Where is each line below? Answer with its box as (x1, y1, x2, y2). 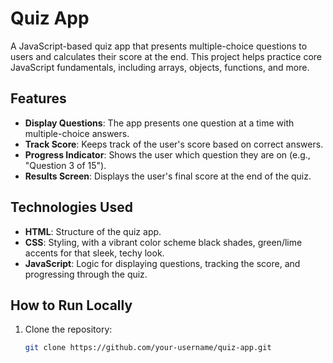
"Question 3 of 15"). (24, 159, 107, 171)
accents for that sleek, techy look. (24, 247, 165, 259)
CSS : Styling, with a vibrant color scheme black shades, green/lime (24, 236, 303, 248)
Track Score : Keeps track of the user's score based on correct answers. (24, 138, 324, 150)
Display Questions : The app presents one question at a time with (24, 117, 295, 129)
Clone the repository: (24, 323, 113, 336)
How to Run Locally (10, 297, 133, 314)
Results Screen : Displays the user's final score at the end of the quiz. (24, 170, 312, 182)
